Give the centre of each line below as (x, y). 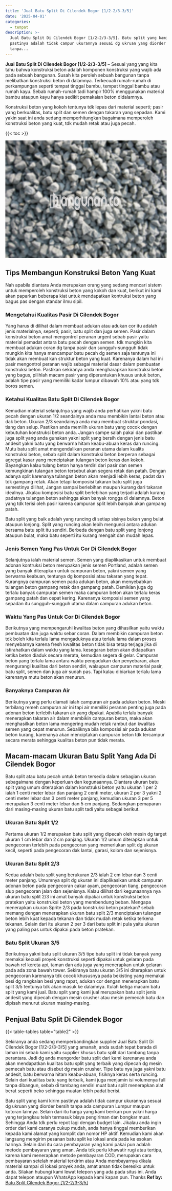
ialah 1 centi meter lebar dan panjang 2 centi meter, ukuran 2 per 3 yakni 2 (84, 793)
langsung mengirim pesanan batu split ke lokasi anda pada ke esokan (79, 1139)
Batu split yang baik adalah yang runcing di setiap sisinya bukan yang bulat (84, 519)
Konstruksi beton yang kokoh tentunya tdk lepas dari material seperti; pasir (84, 107)
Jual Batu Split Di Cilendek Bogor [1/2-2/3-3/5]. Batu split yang (83, 38)
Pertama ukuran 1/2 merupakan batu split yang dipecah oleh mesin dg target (86, 834)
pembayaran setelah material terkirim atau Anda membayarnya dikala (79, 1161)
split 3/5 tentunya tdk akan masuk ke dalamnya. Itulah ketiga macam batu (83, 987)
